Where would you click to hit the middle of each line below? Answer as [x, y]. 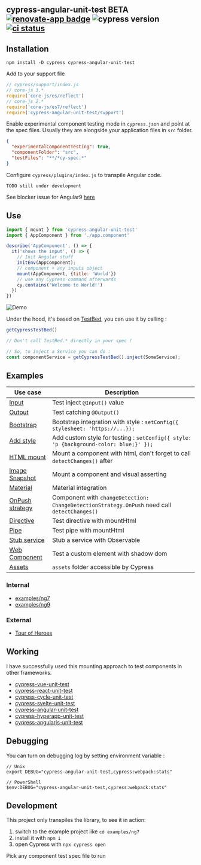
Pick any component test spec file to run [56, 856]
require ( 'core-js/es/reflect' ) [45, 96]
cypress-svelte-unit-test [45, 703]
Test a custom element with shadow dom [109, 554]
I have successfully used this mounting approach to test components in [94, 666]
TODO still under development [44, 186]
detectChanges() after [82, 461]
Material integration [79, 488]
